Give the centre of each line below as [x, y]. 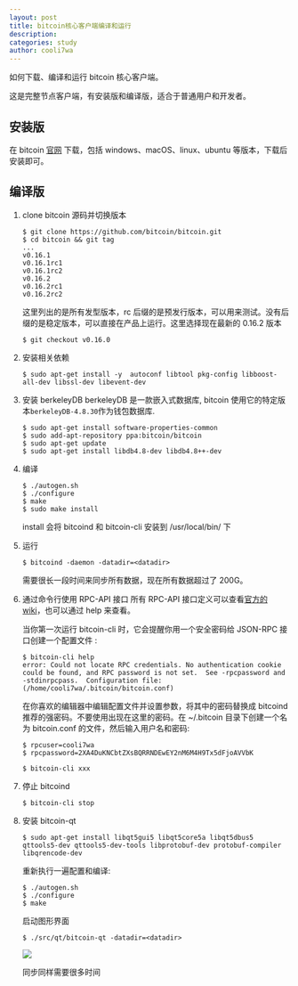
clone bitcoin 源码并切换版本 [74, 215]
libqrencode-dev [52, 853]
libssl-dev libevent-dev [101, 382]
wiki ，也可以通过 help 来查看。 [78, 610]
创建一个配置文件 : [64, 640]
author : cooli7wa [41, 51]
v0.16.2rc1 [42, 286]
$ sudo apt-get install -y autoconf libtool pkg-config [130, 374]
